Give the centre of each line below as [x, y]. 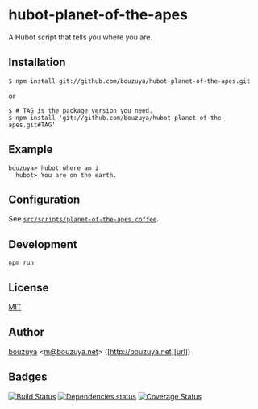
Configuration [44, 199]
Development [43, 244]
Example [31, 149]
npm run [21, 263]
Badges [28, 377]
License [29, 287]
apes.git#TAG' [32, 125]
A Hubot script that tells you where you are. [81, 37]
